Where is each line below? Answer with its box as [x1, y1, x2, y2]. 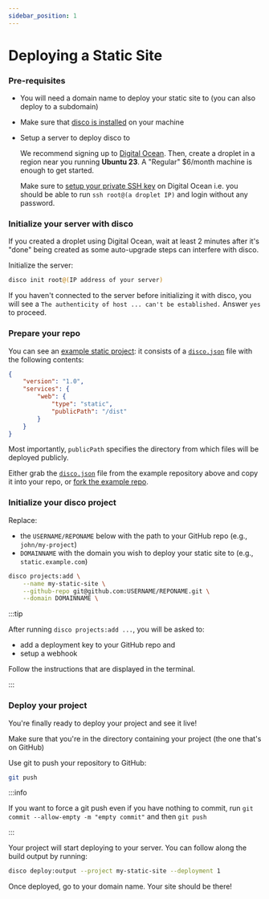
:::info [8, 788, 27, 798]
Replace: [8, 515, 38, 525]
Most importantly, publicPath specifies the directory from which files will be [8, 444, 259, 454]
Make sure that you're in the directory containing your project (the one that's [8, 734, 262, 743]
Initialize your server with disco [8, 219, 134, 230]
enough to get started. [19, 165, 95, 175]
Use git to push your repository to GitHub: [8, 758, 147, 767]
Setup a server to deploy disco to [19, 133, 131, 143]
